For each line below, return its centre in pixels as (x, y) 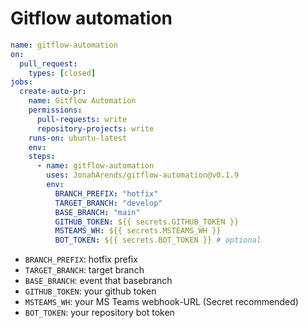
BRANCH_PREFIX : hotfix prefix (81, 259)
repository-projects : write (95, 128)
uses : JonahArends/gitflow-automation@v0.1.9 (143, 175)
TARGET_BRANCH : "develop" (108, 203)
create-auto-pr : (53, 92)
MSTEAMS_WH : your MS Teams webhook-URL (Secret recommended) (161, 302)
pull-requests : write (82, 119)
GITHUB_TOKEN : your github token (90, 291)
